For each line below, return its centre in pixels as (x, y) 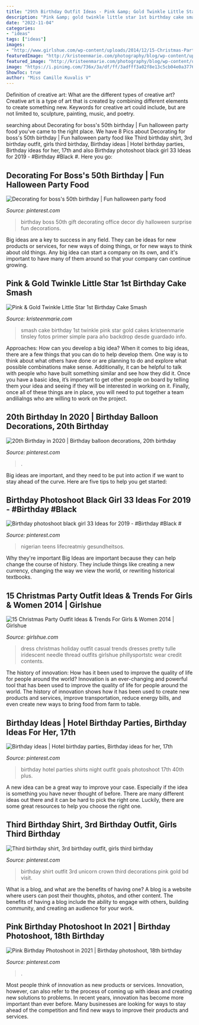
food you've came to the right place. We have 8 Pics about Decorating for (96, 132)
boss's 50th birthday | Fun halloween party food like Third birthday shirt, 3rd (99, 138)
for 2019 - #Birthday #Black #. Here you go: (59, 157)
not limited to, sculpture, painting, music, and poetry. (70, 114)
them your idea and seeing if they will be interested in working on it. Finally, (98, 386)
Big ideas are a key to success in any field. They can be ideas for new (91, 239)
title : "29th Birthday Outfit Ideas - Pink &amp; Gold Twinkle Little (95, 12)
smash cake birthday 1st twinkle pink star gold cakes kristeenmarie (102, 330)
